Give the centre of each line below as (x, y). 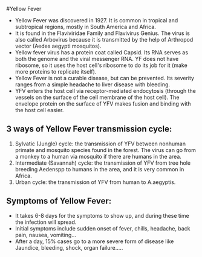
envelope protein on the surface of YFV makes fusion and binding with (103, 104)
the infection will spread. (46, 222)
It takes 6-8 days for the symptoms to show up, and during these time (102, 215)
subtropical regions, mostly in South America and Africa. (85, 27)
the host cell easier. (39, 110)
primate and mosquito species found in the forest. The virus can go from (106, 150)
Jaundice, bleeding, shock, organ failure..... (69, 247)
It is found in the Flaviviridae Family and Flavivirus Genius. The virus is (103, 33)
